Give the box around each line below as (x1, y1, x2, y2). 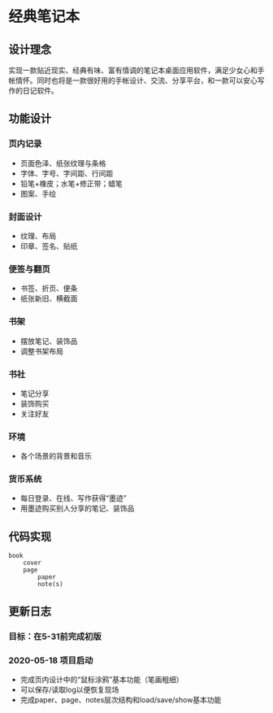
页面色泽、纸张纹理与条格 (19, 158, 106, 167)
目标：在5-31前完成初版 (8, 631, 102, 642)
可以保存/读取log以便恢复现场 (19, 685, 119, 694)
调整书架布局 (19, 346, 63, 356)
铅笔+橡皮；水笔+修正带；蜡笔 (19, 178, 123, 188)
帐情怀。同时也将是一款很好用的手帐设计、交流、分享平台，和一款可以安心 (8, 76, 258, 85)
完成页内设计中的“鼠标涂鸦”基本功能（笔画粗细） (19, 674, 184, 684)
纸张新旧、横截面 (19, 293, 78, 303)
